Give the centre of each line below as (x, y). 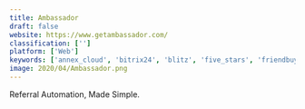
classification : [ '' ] (50, 43)
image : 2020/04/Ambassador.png (69, 69)
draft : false (34, 26)
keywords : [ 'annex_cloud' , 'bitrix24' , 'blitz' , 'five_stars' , (132, 60)
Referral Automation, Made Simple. (75, 94)
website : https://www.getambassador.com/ (89, 35)
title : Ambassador (44, 18)
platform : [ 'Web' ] (44, 52)
